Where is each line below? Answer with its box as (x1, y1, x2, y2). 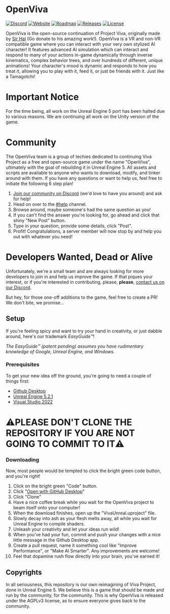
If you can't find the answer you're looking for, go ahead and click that (13, 212, 160, 218)
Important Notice (6, 91, 79, 103)
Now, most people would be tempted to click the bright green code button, (6, 468, 161, 474)
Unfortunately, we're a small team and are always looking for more (6, 268, 144, 274)
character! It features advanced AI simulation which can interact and (6, 46, 148, 52)
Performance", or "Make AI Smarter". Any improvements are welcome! (13, 548, 160, 554)
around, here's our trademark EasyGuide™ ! (6, 333, 95, 339)
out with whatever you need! (13, 233, 73, 239)
